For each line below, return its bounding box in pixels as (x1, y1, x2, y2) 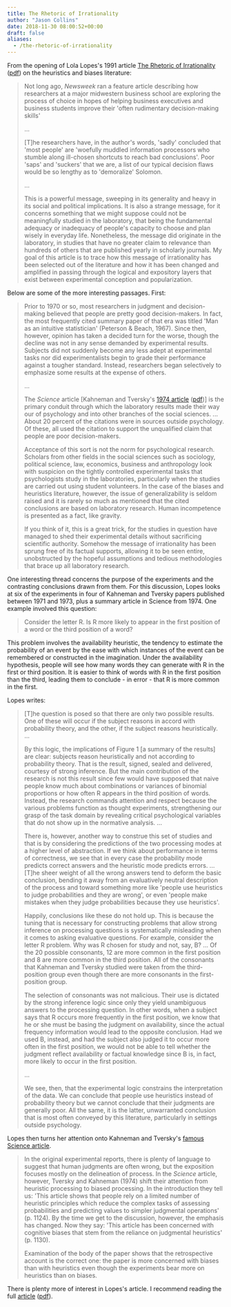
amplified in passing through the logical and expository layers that (23, 268, 212, 276)
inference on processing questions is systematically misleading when (23, 926, 222, 934)
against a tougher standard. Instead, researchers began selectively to (23, 361, 222, 369)
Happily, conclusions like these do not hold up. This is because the (23, 911, 214, 920)
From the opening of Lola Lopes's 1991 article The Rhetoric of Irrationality (7, 62, 216, 69)
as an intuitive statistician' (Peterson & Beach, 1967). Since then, (23, 325, 207, 332)
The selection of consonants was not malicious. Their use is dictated (23, 991, 219, 999)
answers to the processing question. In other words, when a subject (23, 1006, 217, 1014)
